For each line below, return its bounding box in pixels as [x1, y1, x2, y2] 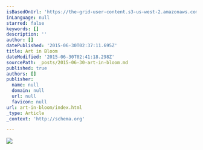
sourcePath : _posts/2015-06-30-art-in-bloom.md [6, 59, 129, 65]
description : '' [6, 31, 47, 37]
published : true [6, 65, 47, 71]
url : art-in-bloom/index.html [6, 104, 83, 111]
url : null [11, 93, 36, 99]
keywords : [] [6, 25, 39, 32]
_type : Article [6, 110, 45, 116]
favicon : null [11, 99, 47, 105]
